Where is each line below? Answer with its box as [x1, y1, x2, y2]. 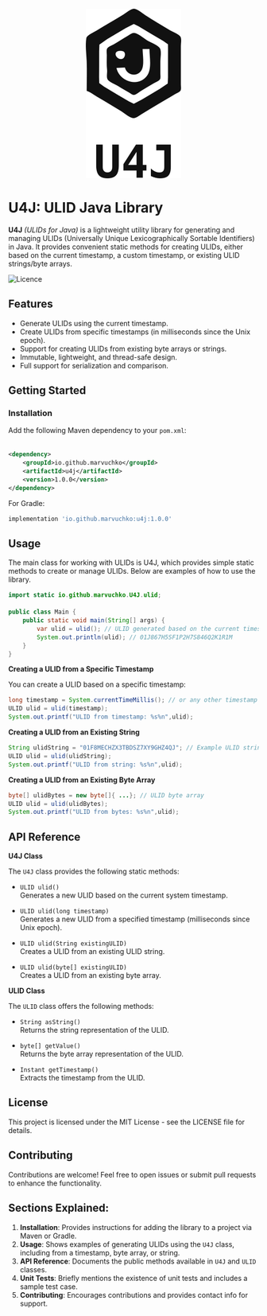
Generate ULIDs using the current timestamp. [19, 318, 168, 328]
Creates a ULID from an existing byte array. [19, 971, 161, 980]
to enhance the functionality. [8, 1178, 102, 1188]
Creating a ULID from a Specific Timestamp [8, 664, 154, 674]
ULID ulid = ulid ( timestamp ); [8, 705, 109, 713]
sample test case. [19, 1282, 78, 1291]
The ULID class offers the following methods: [8, 1002, 154, 1011]
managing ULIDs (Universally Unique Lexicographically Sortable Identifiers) [8, 233, 256, 243]
